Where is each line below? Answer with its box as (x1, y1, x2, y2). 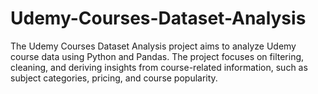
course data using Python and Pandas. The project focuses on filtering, (10, 50, 305, 62)
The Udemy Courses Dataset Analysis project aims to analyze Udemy (10, 40, 297, 52)
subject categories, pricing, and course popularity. (10, 72, 218, 84)
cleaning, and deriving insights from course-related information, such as (10, 61, 308, 73)
